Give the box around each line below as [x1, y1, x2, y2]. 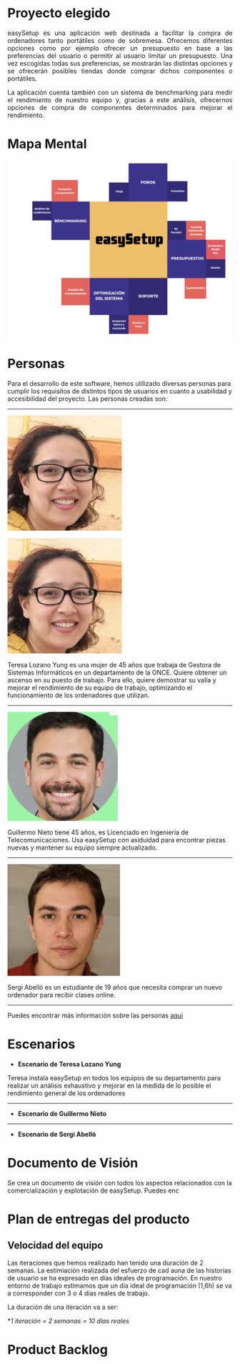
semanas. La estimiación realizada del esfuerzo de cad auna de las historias [7, 1266, 231, 1275]
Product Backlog [7, 1342, 109, 1358]
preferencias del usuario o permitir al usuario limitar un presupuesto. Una [7, 51, 233, 60]
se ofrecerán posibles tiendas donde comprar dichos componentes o [7, 66, 233, 75]
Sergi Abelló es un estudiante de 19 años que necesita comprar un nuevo [7, 983, 223, 991]
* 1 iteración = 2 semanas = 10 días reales [7, 1316, 130, 1325]
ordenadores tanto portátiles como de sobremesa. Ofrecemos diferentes [7, 36, 233, 44]
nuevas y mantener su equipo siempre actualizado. [7, 843, 158, 852]
